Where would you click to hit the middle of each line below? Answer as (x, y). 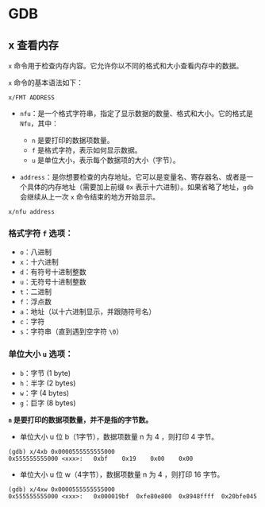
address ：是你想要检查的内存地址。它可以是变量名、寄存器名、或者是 (133, 177)
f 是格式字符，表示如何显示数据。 (86, 150)
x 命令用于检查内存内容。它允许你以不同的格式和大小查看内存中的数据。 (126, 66)
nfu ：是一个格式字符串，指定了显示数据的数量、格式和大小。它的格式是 (136, 113)
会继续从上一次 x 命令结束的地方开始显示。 (90, 197)
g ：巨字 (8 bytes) (48, 403)
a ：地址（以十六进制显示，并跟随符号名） (88, 312)
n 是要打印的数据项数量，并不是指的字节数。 (81, 420)
